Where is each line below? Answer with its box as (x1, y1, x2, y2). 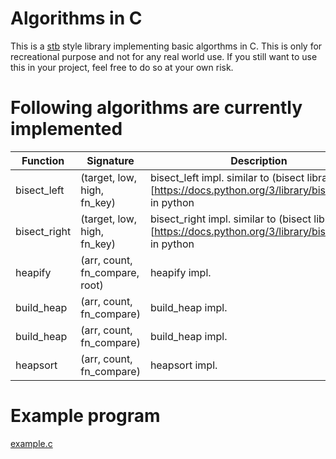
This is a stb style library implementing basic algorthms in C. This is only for (10, 40, 323, 52)
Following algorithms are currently (10, 97, 303, 119)
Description (230, 153, 288, 167)
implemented (10, 118, 123, 141)
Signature (86, 153, 135, 167)
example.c (10, 437, 53, 449)
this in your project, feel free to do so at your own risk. (10, 61, 234, 73)
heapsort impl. (149, 358, 218, 372)
